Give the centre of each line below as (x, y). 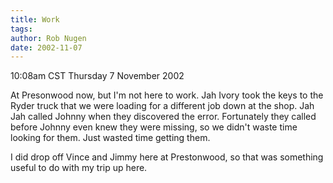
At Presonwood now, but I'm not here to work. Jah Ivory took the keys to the (167, 95)
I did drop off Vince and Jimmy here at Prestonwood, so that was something (167, 157)
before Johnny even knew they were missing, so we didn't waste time (154, 127)
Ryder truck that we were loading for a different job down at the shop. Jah (162, 106)
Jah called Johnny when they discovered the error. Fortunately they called (163, 117)
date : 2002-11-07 (46, 47)
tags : (21, 29)
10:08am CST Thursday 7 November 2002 (97, 76)
